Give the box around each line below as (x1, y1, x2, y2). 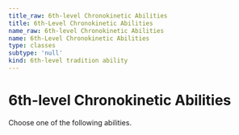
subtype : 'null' (8, 49, 63, 57)
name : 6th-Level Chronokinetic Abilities (8, 34, 150, 43)
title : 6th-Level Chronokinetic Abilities (8, 19, 153, 27)
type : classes (8, 42, 57, 50)
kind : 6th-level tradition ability (8, 57, 128, 65)
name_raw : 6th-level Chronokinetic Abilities (8, 27, 164, 35)
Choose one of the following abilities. (8, 117, 132, 127)
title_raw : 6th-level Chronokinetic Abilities (8, 11, 168, 20)
